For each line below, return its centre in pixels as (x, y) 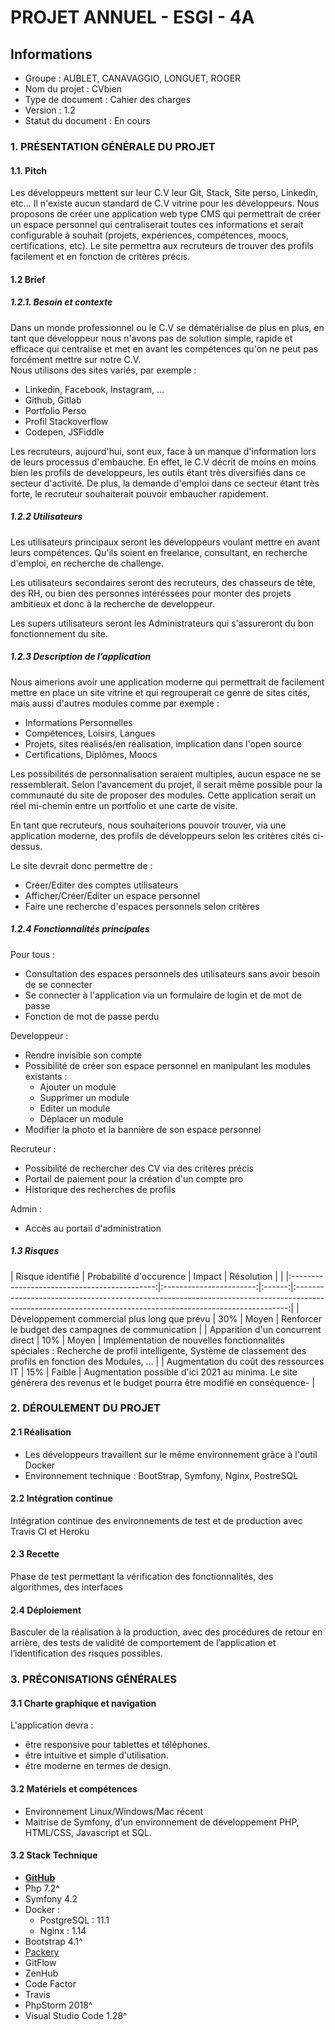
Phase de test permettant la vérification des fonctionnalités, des (142, 1577)
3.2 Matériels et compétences (74, 1789)
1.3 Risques (35, 1251)
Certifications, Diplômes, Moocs (91, 754)
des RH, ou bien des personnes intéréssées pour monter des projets (151, 593)
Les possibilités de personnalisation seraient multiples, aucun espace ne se (166, 773)
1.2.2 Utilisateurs (46, 517)
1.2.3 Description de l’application (81, 657)
